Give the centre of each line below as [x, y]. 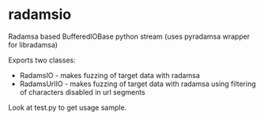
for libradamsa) [33, 44]
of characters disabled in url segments [82, 92]
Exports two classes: [42, 60]
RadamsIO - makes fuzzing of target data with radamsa [109, 75]
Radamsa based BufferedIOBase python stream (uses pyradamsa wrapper [129, 36]
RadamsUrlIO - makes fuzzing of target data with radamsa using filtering [138, 84]
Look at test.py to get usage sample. [68, 107]
